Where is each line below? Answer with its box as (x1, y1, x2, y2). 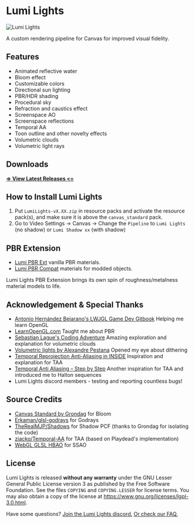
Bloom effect (14, 73, 46, 80)
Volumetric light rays (14, 142, 65, 149)
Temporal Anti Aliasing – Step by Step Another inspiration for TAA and (14, 365, 184, 372)
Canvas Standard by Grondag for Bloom (14, 410, 112, 417)
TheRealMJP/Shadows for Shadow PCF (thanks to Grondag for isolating (14, 423, 189, 430)
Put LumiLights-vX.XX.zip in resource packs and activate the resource (14, 207, 185, 215)
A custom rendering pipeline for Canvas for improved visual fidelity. (6, 35, 169, 42)
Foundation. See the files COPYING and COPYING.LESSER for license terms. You (6, 486, 190, 494)
